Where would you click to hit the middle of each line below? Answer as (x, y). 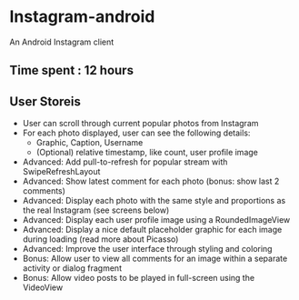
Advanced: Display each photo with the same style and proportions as (154, 201)
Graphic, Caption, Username (90, 143)
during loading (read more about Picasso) (100, 239)
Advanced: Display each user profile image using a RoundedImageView (156, 220)
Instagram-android (82, 17)
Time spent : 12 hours (72, 70)
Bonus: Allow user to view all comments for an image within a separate (155, 259)
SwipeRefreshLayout (61, 172)
